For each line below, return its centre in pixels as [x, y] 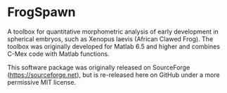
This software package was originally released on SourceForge [99, 67]
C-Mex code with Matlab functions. [59, 54]
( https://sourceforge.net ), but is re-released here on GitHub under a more [113, 75]
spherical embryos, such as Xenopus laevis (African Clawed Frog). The [110, 38]
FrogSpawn [41, 12]
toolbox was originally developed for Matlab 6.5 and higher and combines [113, 46]
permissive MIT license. [41, 82]
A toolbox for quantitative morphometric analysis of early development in [113, 31]
